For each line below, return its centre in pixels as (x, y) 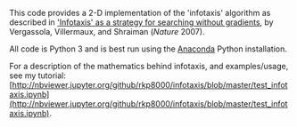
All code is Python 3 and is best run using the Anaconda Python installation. (148, 49)
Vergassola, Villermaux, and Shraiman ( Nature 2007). (107, 32)
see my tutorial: (38, 75)
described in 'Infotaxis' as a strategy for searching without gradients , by (141, 22)
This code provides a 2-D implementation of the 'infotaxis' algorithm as (140, 13)
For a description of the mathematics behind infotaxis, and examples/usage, (149, 66)
